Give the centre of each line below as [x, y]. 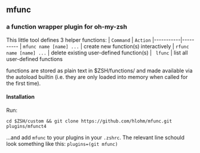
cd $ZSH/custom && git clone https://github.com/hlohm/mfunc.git [89, 121]
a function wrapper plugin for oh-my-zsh [67, 27]
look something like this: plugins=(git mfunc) [62, 143]
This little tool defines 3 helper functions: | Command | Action [79, 40]
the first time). [24, 83]
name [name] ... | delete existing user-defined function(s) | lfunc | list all [97, 53]
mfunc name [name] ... [51, 47]
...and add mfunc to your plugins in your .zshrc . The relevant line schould [96, 137]
